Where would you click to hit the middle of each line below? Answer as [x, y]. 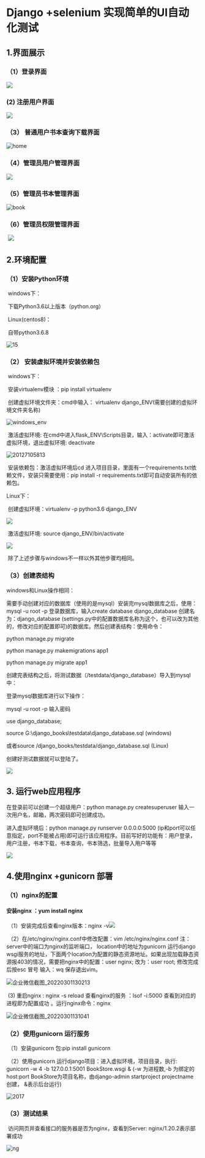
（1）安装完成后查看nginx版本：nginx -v [58, 925]
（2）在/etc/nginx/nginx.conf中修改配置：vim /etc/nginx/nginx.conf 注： [99, 938]
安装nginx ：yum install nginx [45, 911]
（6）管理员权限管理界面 [43, 224]
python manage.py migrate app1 [47, 662]
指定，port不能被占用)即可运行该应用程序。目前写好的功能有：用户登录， [103, 836]
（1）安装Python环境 [38, 279]
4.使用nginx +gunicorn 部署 [60, 876]
